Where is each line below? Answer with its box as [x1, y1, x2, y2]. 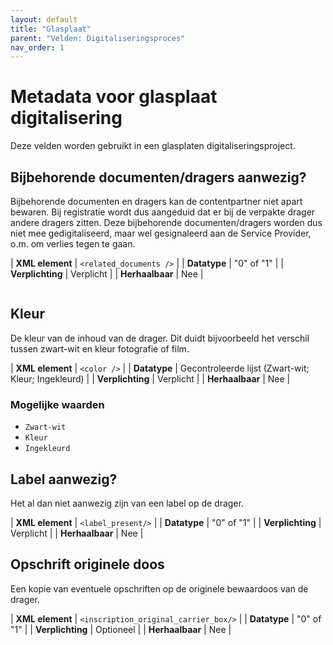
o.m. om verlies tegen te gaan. [10, 238, 136, 250]
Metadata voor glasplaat [10, 86, 218, 108]
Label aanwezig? [10, 471, 118, 488]
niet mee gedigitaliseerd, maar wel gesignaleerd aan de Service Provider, [10, 227, 312, 239]
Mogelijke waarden [10, 397, 105, 411]
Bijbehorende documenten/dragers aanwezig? [10, 169, 307, 186]
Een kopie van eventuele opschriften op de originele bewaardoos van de [10, 582, 309, 595]
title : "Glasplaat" [10, 24, 92, 34]
